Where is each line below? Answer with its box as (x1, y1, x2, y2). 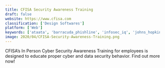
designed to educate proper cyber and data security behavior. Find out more (5, 53, 160, 59)
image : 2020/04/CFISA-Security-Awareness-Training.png (5, 35, 120, 40)
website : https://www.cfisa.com (5, 16, 71, 21)
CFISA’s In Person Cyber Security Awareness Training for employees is (5, 47, 148, 54)
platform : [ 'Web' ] (5, 25, 43, 30)
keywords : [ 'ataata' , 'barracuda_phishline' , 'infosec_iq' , (5, 30, 131, 35)
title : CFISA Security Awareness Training (5, 7, 93, 12)
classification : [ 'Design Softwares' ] (5, 21, 84, 26)
